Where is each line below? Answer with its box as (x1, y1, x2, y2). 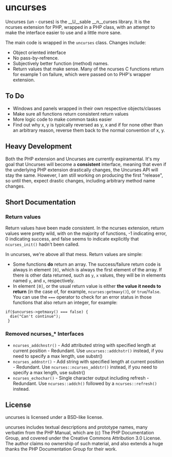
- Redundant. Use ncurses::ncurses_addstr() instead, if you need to (12, 364, 158, 370)
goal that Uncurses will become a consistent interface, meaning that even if (5, 161, 166, 167)
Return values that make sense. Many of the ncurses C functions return (12, 66, 164, 72)
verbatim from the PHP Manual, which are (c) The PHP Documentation (5, 430, 154, 436)
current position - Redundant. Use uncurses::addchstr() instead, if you (12, 348, 163, 354)
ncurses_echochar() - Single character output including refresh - (12, 375, 149, 381)
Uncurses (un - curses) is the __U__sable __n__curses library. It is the (5, 19, 150, 25)
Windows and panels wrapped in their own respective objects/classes (12, 105, 161, 112)
